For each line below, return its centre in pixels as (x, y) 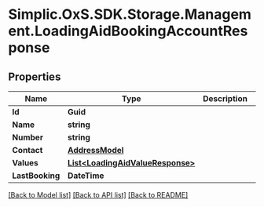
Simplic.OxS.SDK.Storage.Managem (130, 15)
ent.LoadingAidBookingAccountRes (128, 31)
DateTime (86, 176)
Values (26, 163)
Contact (27, 150)
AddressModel (96, 150)
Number (27, 137)
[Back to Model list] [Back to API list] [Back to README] (98, 195)
